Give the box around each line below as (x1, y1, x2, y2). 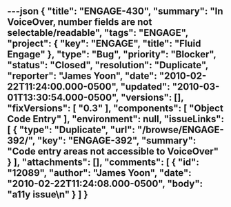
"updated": (120, 81, 170, 92)
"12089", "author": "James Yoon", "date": (7, 167, 192, 179)
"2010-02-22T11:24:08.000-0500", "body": (7, 178, 203, 190)
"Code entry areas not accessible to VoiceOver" (7, 146, 219, 157)
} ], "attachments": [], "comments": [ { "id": (7, 157, 200, 168)
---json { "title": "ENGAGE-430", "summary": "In (7, 6, 223, 17)
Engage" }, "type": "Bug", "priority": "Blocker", (7, 48, 217, 61)
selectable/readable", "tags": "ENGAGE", (7, 27, 188, 39)
